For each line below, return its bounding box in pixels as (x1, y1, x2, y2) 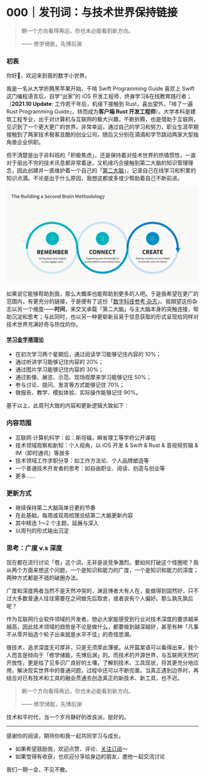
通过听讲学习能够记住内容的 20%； (15, 358, 104, 366)
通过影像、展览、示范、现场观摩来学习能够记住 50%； (15, 374, 152, 381)
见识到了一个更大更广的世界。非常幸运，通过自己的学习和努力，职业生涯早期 (6, 123, 199, 130)
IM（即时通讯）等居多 (15, 449, 70, 456)
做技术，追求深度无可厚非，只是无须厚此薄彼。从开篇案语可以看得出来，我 (6, 644, 193, 651)
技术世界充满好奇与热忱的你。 (6, 321, 81, 328)
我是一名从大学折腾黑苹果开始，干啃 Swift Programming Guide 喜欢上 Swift (6, 85, 195, 92)
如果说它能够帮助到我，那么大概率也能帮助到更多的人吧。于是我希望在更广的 (6, 290, 199, 298)
